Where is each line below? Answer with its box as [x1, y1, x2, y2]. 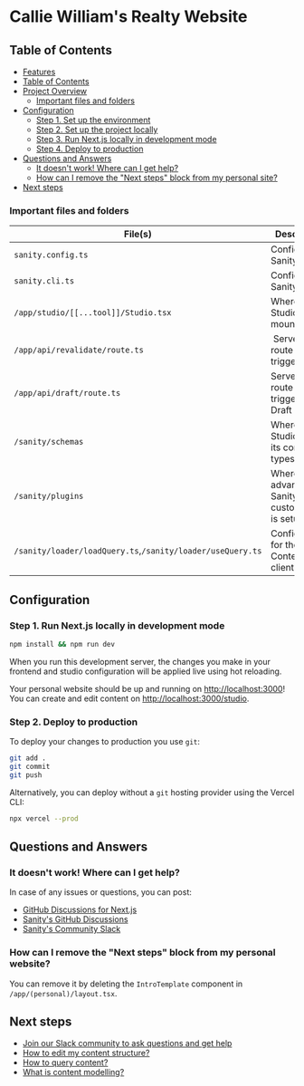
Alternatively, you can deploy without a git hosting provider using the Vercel [9, 786, 295, 798]
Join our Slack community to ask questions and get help [22, 1038, 233, 1049]
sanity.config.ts [14, 250, 89, 260]
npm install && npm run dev [9, 639, 116, 649]
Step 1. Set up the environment [35, 115, 151, 125]
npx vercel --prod [9, 813, 79, 823]
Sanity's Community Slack [22, 924, 121, 935]
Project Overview [22, 86, 88, 96]
